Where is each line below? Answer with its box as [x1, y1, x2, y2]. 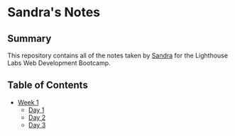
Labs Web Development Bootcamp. [7, 59, 111, 67]
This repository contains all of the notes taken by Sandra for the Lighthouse [7, 51, 229, 59]
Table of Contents [7, 79, 89, 91]
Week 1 [17, 98, 39, 106]
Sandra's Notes [7, 4, 101, 21]
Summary [7, 33, 52, 45]
